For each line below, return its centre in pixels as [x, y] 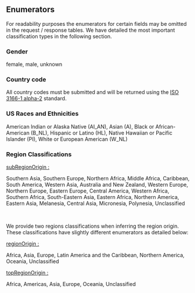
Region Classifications [39, 154]
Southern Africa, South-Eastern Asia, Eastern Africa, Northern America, [93, 197]
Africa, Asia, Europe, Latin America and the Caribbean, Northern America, [95, 255]
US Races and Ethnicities [43, 114]
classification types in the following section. [59, 36]
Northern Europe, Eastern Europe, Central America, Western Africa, [88, 191]
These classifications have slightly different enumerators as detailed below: [97, 232]
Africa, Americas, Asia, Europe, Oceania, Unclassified [71, 284]
